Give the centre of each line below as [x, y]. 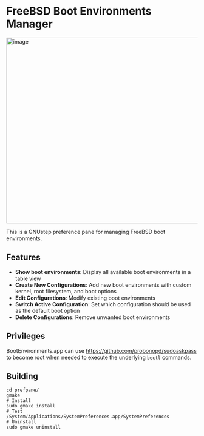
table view [28, 278]
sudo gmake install [31, 406]
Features [23, 257]
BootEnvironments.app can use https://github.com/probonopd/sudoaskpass [102, 350]
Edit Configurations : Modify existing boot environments [85, 298]
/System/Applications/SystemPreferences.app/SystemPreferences [88, 417]
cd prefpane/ [23, 390]
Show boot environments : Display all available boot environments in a [103, 272]
